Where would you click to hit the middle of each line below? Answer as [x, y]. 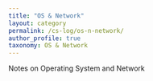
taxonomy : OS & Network [48, 46]
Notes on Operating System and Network [76, 68]
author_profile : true [45, 38]
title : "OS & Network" [46, 16]
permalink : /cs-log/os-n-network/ [66, 30]
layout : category [37, 23]
